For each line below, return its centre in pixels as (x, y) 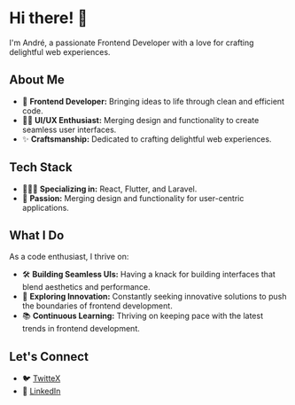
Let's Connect (49, 357)
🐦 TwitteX (41, 378)
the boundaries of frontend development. (97, 306)
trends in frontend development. (81, 329)
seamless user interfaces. (69, 129)
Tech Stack (41, 167)
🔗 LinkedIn (41, 391)
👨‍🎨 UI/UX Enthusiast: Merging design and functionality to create (140, 120)
